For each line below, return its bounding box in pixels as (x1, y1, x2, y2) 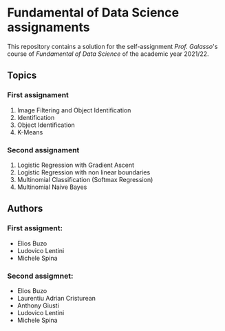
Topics (7, 70, 37, 81)
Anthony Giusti (17, 301, 60, 310)
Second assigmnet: (7, 271, 74, 281)
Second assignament (7, 145, 80, 154)
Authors (7, 203, 43, 214)
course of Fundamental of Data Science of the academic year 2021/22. (7, 50, 209, 58)
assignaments (7, 19, 90, 35)
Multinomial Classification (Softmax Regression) (17, 175, 153, 183)
